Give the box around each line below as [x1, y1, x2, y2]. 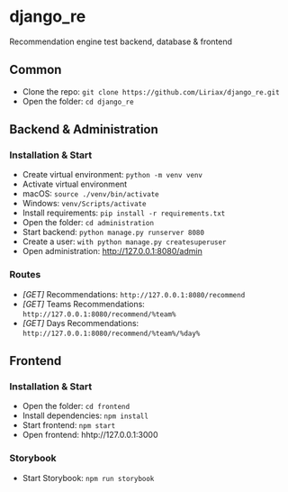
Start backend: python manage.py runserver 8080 [22, 227, 205, 238]
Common [9, 62, 62, 77]
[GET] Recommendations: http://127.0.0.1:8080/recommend [22, 288, 246, 299]
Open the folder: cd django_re [22, 96, 134, 106]
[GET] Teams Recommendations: [22, 298, 146, 309]
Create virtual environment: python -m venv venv [22, 169, 203, 180]
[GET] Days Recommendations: [22, 317, 139, 328]
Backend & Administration [9, 122, 159, 137]
